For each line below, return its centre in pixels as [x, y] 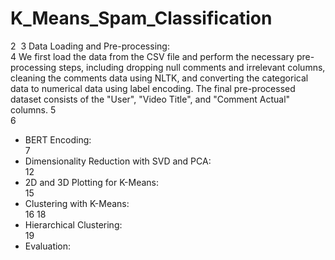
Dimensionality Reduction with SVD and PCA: [118, 161]
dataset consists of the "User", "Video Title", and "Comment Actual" [150, 99]
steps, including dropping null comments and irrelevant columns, [192, 67]
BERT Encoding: [58, 139]
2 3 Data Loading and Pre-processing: [90, 46]
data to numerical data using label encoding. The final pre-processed [153, 88]
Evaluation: [48, 246]
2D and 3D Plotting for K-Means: [91, 182]
